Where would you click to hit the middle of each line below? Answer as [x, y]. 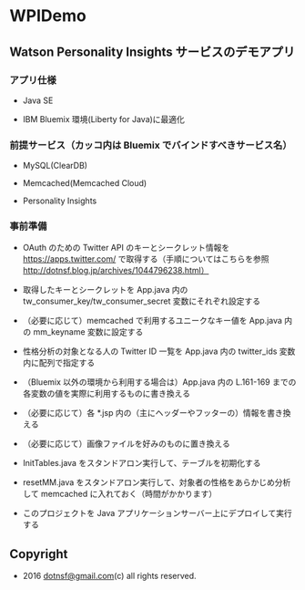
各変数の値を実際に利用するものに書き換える [107, 394]
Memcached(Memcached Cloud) [85, 183]
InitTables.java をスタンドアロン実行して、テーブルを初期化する [142, 463]
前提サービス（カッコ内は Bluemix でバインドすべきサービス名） [151, 145]
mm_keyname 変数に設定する [88, 332]
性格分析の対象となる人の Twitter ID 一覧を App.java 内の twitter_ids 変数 [159, 351]
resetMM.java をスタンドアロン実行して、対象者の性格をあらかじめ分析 [157, 482]
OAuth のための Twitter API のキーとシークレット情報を [126, 248]
